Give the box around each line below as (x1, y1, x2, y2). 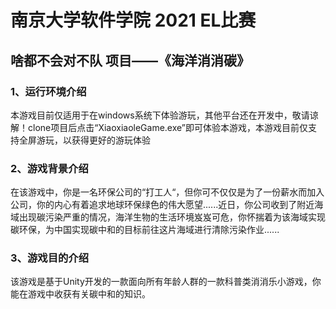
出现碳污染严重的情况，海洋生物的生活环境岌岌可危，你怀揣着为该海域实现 (18, 211, 326, 223)
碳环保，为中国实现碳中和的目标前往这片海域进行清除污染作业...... (10, 224, 280, 236)
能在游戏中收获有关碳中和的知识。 (10, 288, 151, 300)
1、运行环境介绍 (10, 84, 87, 98)
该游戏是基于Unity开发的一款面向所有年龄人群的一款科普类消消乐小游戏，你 (10, 276, 322, 288)
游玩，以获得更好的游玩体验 (36, 134, 151, 146)
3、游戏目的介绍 (10, 251, 90, 265)
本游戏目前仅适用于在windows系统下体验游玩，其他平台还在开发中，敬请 (10, 109, 310, 121)
